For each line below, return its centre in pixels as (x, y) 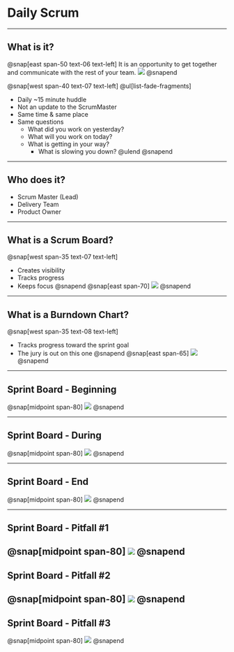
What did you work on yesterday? (76, 129)
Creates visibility (41, 270)
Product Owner (39, 212)
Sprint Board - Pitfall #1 (58, 528)
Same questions (40, 122)
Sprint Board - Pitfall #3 (59, 623)
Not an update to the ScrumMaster (67, 107)
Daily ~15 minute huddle (52, 99)
